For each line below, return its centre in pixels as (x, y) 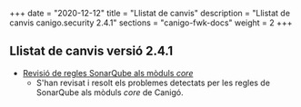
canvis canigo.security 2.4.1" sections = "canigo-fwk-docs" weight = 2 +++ (151, 23)
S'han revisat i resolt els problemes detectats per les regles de (153, 83)
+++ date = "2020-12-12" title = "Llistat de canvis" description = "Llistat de (150, 13)
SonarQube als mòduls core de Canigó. (110, 92)
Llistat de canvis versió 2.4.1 (91, 51)
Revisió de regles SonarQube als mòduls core (108, 73)
